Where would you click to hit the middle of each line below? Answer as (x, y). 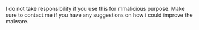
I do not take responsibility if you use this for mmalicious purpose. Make (95, 9)
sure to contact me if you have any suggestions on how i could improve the (99, 15)
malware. (17, 21)
